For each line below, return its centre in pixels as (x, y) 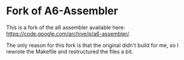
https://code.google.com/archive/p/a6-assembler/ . (68, 33)
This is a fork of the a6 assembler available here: (66, 27)
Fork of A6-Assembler (62, 11)
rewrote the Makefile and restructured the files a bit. (70, 51)
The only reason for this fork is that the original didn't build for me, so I (93, 45)
